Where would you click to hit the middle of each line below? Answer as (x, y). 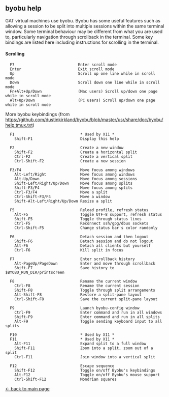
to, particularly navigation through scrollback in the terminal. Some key (79, 37)
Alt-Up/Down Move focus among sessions (76, 179)
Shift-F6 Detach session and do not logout (84, 241)
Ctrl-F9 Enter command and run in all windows (88, 313)
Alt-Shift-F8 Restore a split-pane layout (78, 295)
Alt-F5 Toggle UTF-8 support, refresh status (88, 215)
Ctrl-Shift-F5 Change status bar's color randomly (86, 228)
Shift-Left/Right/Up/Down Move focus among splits (74, 183)
